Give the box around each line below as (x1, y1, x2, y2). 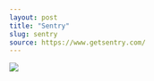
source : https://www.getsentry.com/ (9, 37, 146, 47)
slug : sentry (9, 29, 58, 38)
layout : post (9, 12, 58, 22)
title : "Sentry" (9, 21, 70, 30)
